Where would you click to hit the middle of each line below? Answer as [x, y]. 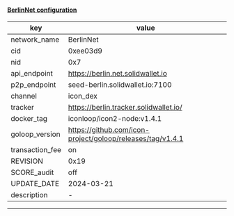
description [29, 195]
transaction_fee [36, 150]
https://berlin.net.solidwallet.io [117, 74]
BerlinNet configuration [42, 10]
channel [24, 96]
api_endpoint [32, 74]
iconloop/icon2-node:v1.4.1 [115, 119]
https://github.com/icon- [109, 130]
